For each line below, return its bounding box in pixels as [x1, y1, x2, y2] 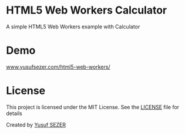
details [6, 110, 22, 117]
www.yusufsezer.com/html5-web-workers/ [6, 63, 110, 70]
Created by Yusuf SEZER [6, 121, 66, 128]
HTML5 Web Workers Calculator [6, 4, 167, 17]
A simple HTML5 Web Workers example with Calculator [6, 23, 140, 30]
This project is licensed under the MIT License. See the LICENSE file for [6, 103, 180, 110]
